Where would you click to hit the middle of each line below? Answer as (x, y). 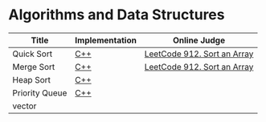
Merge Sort (34, 67)
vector (25, 106)
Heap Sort (31, 79)
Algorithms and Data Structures (117, 15)
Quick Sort (33, 54)
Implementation (106, 40)
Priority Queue (40, 92)
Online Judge (199, 40)
